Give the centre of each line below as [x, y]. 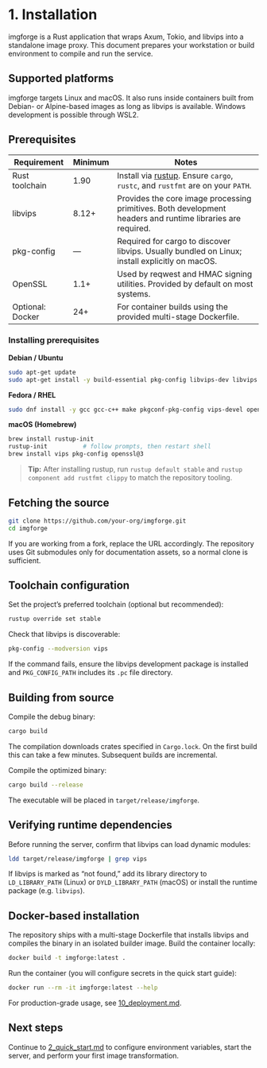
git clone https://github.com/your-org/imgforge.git [97, 521]
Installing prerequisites [54, 340]
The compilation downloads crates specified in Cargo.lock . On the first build [133, 746]
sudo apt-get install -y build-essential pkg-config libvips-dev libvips [133, 379]
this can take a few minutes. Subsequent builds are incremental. [113, 755]
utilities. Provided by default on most [185, 284]
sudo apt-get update [43, 372]
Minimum [91, 162]
